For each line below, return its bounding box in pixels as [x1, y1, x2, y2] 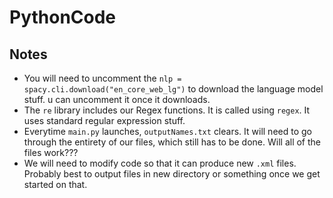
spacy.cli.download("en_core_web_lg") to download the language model [23, 83, 324, 95]
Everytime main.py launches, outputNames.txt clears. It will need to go [23, 126, 312, 137]
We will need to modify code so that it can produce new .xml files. [23, 157, 297, 169]
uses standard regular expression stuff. [23, 115, 186, 126]
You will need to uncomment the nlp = [23, 72, 182, 84]
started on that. [23, 179, 88, 190]
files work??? [23, 147, 79, 158]
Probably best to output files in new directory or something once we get [23, 168, 321, 180]
